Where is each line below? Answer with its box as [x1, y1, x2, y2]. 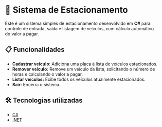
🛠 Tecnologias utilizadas [5, 96, 83, 105]
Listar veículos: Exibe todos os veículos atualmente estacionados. [12, 76, 145, 82]
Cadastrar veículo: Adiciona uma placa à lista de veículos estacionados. [12, 61, 158, 67]
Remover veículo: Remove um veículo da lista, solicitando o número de [12, 66, 155, 72]
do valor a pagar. [5, 31, 39, 36]
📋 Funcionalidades [5, 46, 65, 54]
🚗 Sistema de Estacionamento [5, 4, 128, 16]
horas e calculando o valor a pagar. [12, 71, 83, 77]
